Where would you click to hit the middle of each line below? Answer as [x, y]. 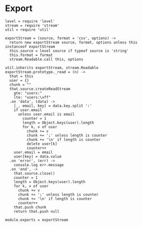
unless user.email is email [46, 114]
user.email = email [33, 152]
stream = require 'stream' [32, 25]
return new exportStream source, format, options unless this [73, 42]
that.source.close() [34, 173]
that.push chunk [30, 207]
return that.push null [37, 211]
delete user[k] [42, 144]
